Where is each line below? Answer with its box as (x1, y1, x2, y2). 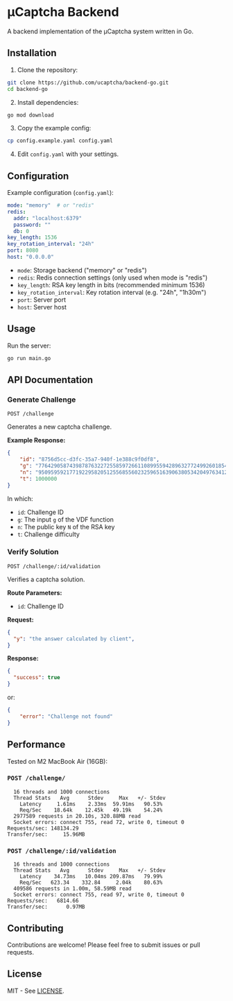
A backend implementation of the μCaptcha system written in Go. (7, 27, 194, 35)
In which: (7, 494, 33, 503)
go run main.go (7, 354, 51, 361)
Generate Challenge (7, 395, 76, 404)
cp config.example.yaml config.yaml (7, 137, 113, 144)
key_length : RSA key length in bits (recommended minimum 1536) (17, 280, 205, 289)
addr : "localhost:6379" (13, 214, 82, 222)
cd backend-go (7, 85, 49, 92)
